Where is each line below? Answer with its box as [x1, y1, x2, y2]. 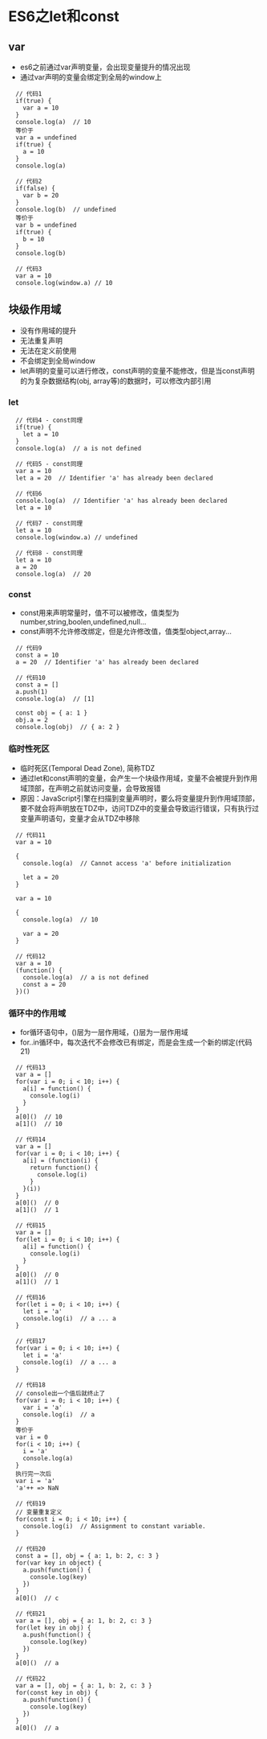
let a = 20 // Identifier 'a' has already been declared [15, 474, 214, 483]
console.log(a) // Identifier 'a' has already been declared [15, 497, 228, 505]
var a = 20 [22, 929, 59, 937]
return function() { [29, 1164, 99, 1172]
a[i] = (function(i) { [22, 1156, 99, 1164]
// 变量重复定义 [15, 1508, 63, 1516]
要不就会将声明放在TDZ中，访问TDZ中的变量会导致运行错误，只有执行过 [19, 803, 259, 813]
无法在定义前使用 [19, 345, 77, 355]
